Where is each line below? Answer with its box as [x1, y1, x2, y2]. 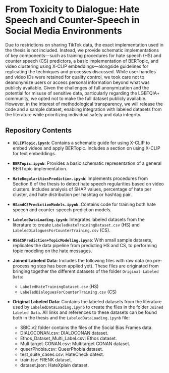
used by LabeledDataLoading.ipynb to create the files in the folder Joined [12, 304, 163, 310]
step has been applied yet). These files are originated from [37, 263, 159, 269]
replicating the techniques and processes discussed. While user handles [5, 68, 156, 74]
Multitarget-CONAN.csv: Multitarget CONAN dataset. [20, 340, 131, 347]
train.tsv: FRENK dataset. [20, 356, 72, 362]
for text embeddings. [12, 150, 57, 156]
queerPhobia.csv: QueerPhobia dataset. [20, 346, 103, 352]
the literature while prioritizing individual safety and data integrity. [5, 111, 142, 117]
